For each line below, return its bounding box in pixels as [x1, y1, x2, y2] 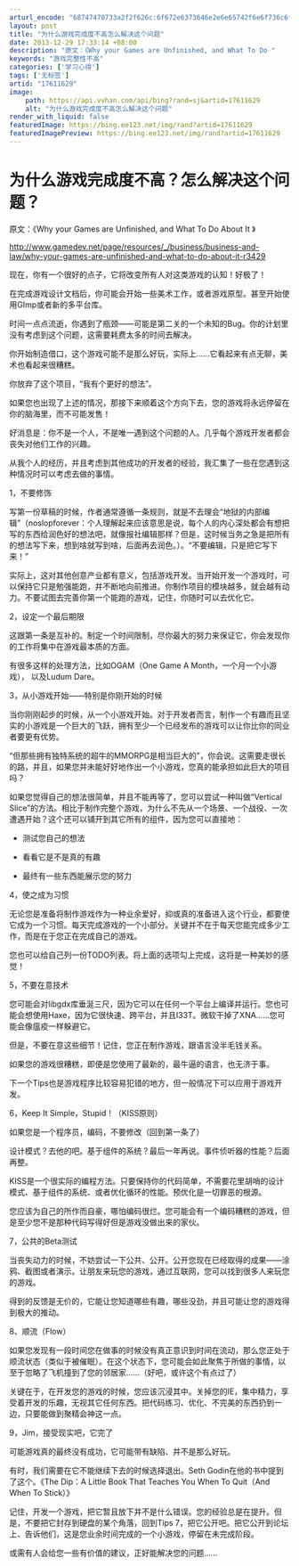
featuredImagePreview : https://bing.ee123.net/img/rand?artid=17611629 [9, 129, 280, 138]
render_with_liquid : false [9, 112, 109, 121]
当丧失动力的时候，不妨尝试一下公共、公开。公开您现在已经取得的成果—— [9, 1254, 282, 1265]
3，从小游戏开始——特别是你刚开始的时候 [9, 689, 163, 700]
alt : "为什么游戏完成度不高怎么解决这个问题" [25, 104, 173, 113]
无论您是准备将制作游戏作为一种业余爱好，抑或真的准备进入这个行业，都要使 [9, 908, 290, 918]
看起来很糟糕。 [24, 359, 80, 370]
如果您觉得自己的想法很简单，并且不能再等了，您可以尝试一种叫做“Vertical [9, 791, 283, 802]
